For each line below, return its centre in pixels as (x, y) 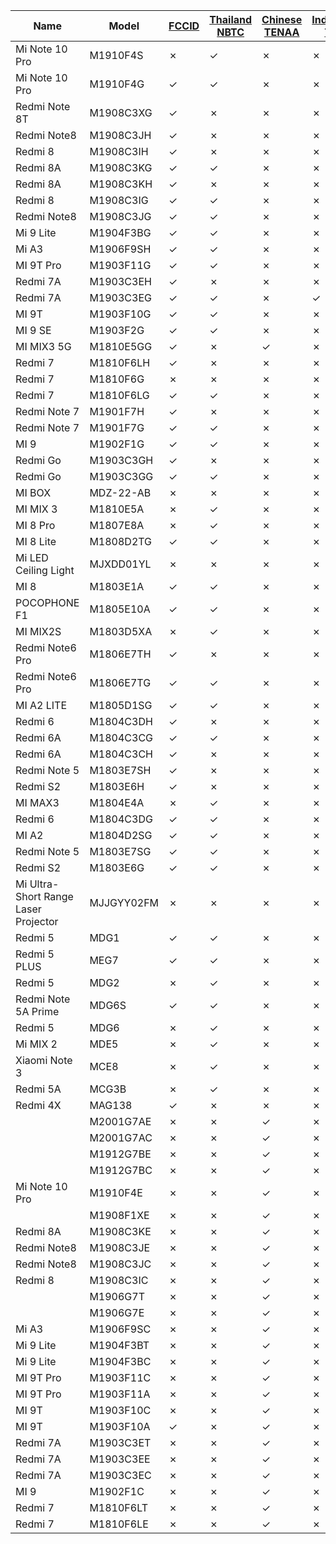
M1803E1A (117, 586)
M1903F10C (120, 1410)
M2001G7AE (120, 1121)
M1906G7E (117, 1312)
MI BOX (33, 492)
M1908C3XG (121, 112)
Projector (37, 921)
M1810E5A (117, 509)
